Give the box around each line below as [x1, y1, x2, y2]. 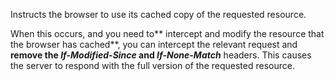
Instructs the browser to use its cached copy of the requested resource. [10, 9, 307, 20]
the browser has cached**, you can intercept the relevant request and [10, 39, 298, 50]
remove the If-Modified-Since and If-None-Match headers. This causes [10, 49, 312, 61]
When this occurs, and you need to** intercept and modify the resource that [10, 28, 325, 39]
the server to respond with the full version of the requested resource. [10, 60, 295, 71]
